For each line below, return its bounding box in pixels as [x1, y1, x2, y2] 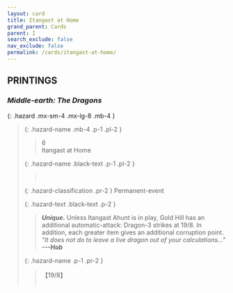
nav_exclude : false [7, 42, 64, 49]
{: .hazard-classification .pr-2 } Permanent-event [24, 186, 165, 195]
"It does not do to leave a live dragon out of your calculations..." [41, 235, 226, 244]
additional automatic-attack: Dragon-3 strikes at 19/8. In [41, 221, 202, 229]
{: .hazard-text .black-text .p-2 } [24, 200, 116, 208]
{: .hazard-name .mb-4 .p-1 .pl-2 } [24, 125, 122, 133]
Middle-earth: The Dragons [7, 95, 102, 105]
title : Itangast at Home [7, 17, 79, 24]
